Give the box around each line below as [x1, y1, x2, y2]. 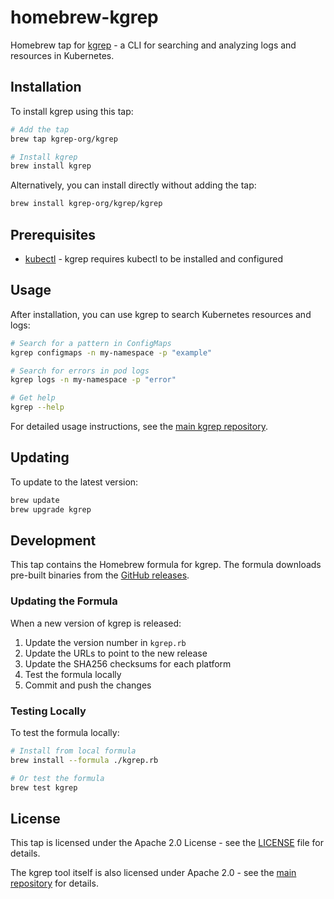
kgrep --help [10, 402, 65, 413]
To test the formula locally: [10, 726, 120, 738]
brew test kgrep [10, 782, 78, 793]
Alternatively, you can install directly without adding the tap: [10, 179, 257, 191]
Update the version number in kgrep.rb [24, 636, 187, 648]
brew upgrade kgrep [10, 504, 92, 515]
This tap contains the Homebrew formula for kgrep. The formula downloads [10, 559, 322, 571]
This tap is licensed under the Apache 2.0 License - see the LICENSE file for [10, 837, 325, 849]
